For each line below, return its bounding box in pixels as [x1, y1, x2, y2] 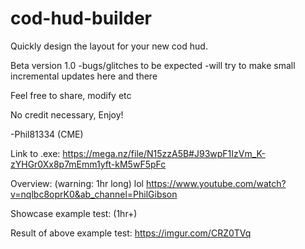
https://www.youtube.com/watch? [145, 177, 287, 189]
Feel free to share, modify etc [10, 89, 132, 101]
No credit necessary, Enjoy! [10, 108, 124, 121]
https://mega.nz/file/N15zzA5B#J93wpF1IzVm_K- [62, 147, 266, 159]
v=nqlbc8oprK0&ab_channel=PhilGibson [10, 188, 178, 200]
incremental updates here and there [10, 70, 158, 82]
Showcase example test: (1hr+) [10, 207, 138, 219]
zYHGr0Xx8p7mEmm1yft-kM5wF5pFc [10, 158, 167, 170]
